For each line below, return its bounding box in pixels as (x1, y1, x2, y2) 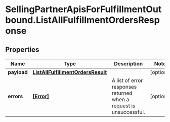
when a (111, 96, 130, 103)
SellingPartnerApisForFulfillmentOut (5, 4, 162, 15)
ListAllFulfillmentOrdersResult (32, 69, 107, 75)
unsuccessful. (111, 109, 145, 115)
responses (111, 84, 137, 90)
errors (8, 93, 23, 100)
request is (111, 102, 136, 109)
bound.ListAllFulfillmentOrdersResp (5, 14, 160, 26)
